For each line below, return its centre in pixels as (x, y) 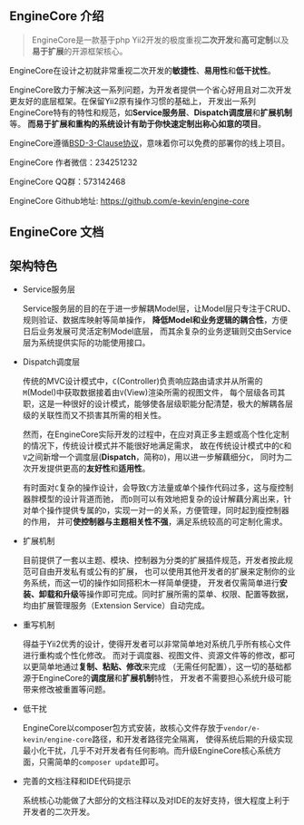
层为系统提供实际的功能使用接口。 (86, 343)
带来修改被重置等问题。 (66, 689)
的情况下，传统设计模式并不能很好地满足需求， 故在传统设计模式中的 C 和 (157, 446)
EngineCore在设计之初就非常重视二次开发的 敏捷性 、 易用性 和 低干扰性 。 (142, 70)
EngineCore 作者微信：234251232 (74, 162)
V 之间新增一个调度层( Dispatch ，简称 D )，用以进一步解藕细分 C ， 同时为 (153, 457)
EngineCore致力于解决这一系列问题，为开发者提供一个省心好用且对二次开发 (151, 90)
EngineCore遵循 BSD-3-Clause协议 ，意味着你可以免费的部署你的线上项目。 (150, 142)
